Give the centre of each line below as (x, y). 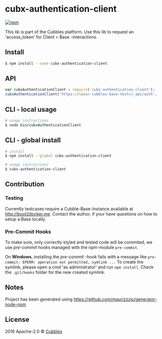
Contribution (25, 184)
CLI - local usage (31, 110)
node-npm (16, 304)
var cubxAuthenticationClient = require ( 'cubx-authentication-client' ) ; (80, 90)
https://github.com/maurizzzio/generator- (115, 299)
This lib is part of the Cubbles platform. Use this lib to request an (70, 32)
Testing (14, 198)
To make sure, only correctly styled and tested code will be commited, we (79, 242)
